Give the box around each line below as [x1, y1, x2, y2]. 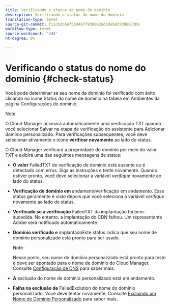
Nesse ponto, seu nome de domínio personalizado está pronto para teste [12, 254, 166, 260]
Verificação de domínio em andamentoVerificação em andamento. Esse [12, 188, 164, 194]
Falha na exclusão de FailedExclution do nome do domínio [12, 285, 136, 291]
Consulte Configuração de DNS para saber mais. [12, 265, 116, 271]
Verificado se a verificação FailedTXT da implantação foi [12, 208, 133, 214]
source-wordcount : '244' [5, 31, 58, 36]
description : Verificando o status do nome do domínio [5, 12, 124, 17]
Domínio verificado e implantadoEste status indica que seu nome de [12, 229, 157, 235]
